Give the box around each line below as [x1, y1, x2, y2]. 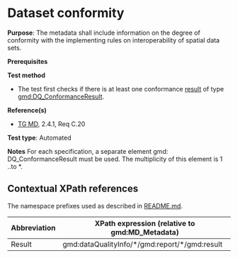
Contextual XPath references [7, 183, 139, 195]
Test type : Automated [7, 133, 72, 142]
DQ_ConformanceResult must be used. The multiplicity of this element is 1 [7, 155, 223, 163]
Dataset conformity [7, 5, 125, 21]
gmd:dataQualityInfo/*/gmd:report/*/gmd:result [62, 239, 223, 249]
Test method [7, 71, 46, 79]
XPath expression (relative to [94, 218, 195, 228]
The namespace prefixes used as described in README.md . [7, 201, 183, 210]
